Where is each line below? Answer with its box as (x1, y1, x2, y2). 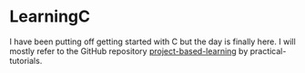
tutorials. (9, 55, 43, 66)
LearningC (9, 6, 91, 27)
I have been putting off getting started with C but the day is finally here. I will (9, 36, 296, 47)
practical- (249, 45, 287, 56)
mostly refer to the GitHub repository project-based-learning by (9, 45, 249, 56)
